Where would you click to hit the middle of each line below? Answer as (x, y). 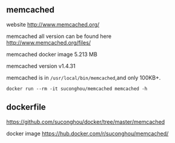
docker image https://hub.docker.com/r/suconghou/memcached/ (87, 133)
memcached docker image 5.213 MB (52, 54)
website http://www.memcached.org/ (53, 24)
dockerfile (26, 107)
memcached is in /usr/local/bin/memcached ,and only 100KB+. (84, 77)
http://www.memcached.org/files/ (48, 42)
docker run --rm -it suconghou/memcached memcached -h (77, 89)
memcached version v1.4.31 (41, 66)
